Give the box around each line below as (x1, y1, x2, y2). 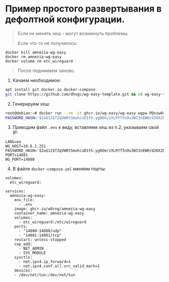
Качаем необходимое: (12, 77, 61, 83)
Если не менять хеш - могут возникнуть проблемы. (17, 30, 129, 36)
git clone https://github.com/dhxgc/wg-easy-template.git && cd (5, 92, 143, 97)
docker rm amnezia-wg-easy (5, 54, 62, 59)
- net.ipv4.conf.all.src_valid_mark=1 (18, 264, 100, 269)
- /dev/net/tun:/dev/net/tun (14, 272, 75, 277)
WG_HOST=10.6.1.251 (5, 144, 46, 149)
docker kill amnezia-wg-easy (5, 50, 66, 55)
